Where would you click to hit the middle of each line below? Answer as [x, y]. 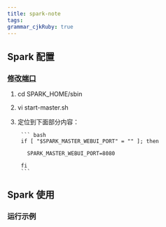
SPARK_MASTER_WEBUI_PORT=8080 [71, 154]
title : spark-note [34, 14]
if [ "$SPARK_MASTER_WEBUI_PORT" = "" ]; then [90, 141]
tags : [15, 20]
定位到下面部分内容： [48, 122]
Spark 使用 [31, 195]
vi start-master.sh [43, 108]
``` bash [34, 136]
